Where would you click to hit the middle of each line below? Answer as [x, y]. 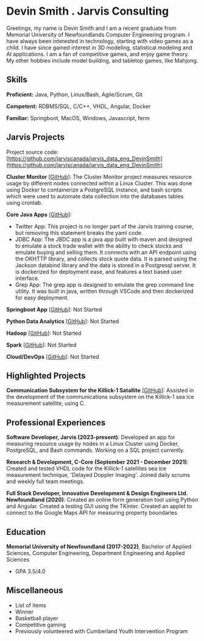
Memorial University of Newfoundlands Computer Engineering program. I [98, 34]
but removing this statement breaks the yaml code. [79, 232]
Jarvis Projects [36, 138]
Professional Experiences [56, 422]
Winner [24, 612]
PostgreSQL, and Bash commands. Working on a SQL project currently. [96, 450]
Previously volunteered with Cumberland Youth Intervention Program [101, 631]
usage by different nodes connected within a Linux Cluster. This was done [99, 183]
